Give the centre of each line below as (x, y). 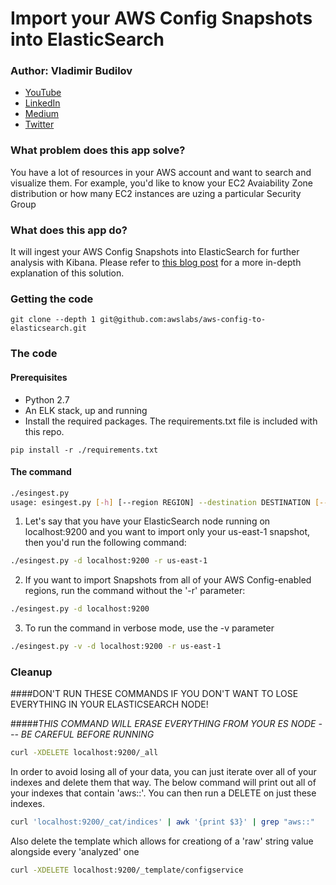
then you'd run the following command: (105, 543)
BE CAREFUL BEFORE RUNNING (87, 734)
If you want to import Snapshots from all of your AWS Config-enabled (168, 580)
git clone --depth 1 (53, 320)
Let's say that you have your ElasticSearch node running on (147, 521)
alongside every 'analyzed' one (75, 852)
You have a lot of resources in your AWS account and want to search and (161, 172)
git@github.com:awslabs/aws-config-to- (183, 320)
